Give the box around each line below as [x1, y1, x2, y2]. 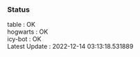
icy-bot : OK [7, 35, 42, 43]
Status [7, 5, 30, 14]
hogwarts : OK [7, 27, 49, 36]
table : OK [7, 21, 36, 29]
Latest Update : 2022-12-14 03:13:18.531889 [7, 43, 134, 51]
